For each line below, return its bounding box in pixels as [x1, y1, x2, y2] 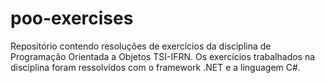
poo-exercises [10, 7, 134, 30]
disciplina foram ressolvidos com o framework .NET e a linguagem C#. [10, 61, 301, 73]
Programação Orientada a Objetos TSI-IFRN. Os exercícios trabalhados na [10, 50, 316, 62]
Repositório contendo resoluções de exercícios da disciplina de [10, 40, 272, 52]
